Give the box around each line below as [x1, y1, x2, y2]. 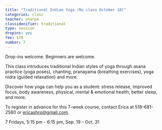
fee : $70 [5, 35, 23, 40]
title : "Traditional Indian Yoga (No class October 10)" [5, 7, 126, 12]
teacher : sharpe [5, 16, 39, 21]
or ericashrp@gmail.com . [17, 109, 69, 115]
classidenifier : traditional [5, 21, 66, 26]
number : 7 [5, 40, 26, 45]
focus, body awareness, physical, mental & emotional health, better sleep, [5, 88, 157, 95]
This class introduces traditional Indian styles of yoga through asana [5, 63, 146, 69]
